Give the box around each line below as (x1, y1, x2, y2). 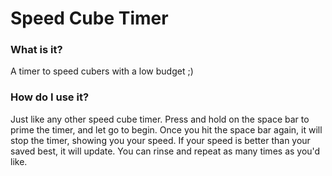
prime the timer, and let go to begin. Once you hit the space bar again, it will (10, 123, 323, 136)
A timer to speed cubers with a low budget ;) (10, 65, 194, 77)
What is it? (10, 43, 63, 57)
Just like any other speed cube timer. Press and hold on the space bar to (10, 113, 310, 125)
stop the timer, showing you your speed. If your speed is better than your (10, 134, 311, 146)
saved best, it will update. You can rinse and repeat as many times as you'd (10, 145, 321, 157)
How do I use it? (10, 90, 90, 104)
